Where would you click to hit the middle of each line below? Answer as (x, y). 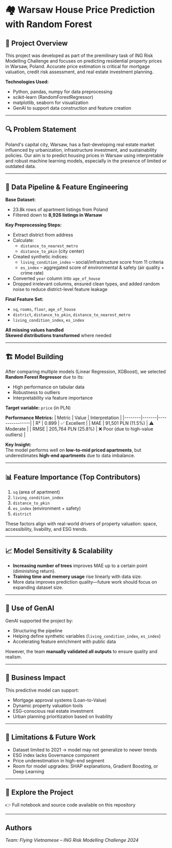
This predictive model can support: (42, 690)
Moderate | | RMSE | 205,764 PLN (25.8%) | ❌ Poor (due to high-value (79, 429)
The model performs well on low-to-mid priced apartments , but (73, 450)
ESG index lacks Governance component (56, 755)
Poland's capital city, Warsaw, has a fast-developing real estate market (80, 144)
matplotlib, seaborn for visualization (50, 102)
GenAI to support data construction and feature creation (72, 108)
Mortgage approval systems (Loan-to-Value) (60, 700)
